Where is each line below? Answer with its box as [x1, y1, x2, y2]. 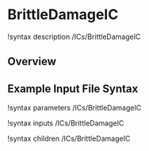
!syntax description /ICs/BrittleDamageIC [7, 32, 141, 41]
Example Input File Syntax [7, 82, 139, 95]
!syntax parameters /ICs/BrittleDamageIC [7, 103, 142, 113]
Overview [7, 55, 57, 68]
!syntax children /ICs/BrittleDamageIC [7, 134, 131, 144]
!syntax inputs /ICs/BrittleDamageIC [7, 118, 124, 128]
